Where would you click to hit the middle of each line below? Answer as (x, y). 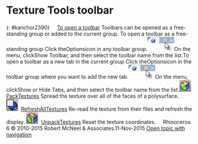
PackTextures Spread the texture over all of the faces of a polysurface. (92, 96)
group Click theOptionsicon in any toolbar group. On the (110, 49)
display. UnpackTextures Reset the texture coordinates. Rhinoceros (98, 121)
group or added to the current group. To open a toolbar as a (102, 34)
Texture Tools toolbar (60, 10)
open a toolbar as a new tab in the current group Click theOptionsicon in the (99, 61)
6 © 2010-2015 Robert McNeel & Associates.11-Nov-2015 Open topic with (96, 128)
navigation (19, 135)
